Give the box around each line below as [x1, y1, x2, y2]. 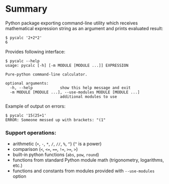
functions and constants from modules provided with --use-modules [12, 168, 155, 174]
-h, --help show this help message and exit [10, 85, 131, 90]
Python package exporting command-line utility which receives [5, 20, 138, 26]
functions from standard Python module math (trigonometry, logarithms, [12, 157, 164, 163]
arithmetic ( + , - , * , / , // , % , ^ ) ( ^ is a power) [12, 141, 102, 147]
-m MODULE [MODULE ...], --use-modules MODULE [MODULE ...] [10, 90, 140, 95]
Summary [5, 3, 47, 15]
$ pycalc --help [5, 58, 40, 64]
